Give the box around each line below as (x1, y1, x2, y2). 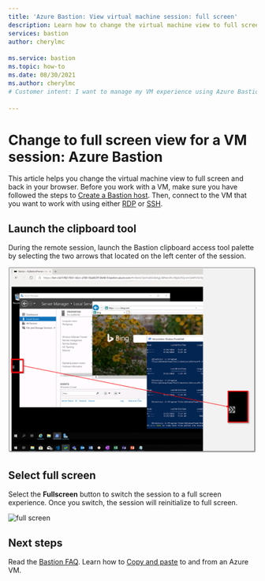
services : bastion (8, 29, 69, 37)
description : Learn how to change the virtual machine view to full (8, 21, 238, 29)
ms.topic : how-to (8, 63, 65, 71)
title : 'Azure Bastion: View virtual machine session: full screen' (8, 13, 238, 21)
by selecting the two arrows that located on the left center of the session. (8, 251, 247, 261)
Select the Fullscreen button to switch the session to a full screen (8, 489, 222, 499)
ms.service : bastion (8, 54, 77, 62)
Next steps (8, 536, 63, 549)
